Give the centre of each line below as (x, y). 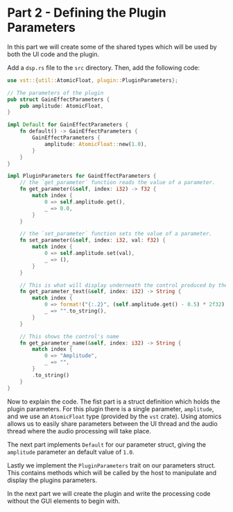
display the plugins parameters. (52, 480)
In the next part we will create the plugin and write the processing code (109, 493)
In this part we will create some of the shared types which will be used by (112, 47)
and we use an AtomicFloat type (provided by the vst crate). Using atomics (114, 416)
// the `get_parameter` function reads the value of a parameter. (118, 183)
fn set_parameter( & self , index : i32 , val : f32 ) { (93, 240)
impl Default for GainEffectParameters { (68, 125)
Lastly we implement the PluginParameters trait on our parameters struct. (112, 465)
